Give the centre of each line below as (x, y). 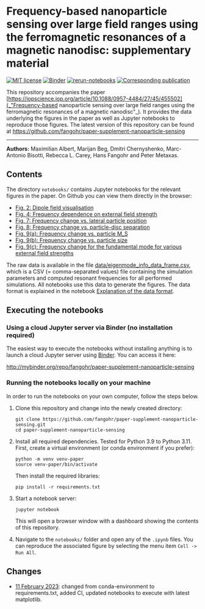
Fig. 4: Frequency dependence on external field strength (86, 214)
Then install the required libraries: (57, 476)
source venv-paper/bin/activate (56, 464)
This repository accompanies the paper (56, 92)
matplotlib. (28, 599)
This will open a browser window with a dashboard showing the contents (107, 521)
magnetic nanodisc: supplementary (99, 50)
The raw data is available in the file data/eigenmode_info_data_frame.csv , (99, 265)
